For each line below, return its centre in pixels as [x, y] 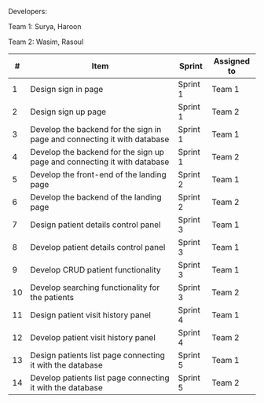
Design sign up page [68, 112]
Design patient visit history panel [91, 315]
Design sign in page [67, 89]
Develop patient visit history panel [93, 337]
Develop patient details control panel [98, 247]
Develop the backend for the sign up [97, 152]
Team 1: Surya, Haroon [45, 26]
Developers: [27, 11]
